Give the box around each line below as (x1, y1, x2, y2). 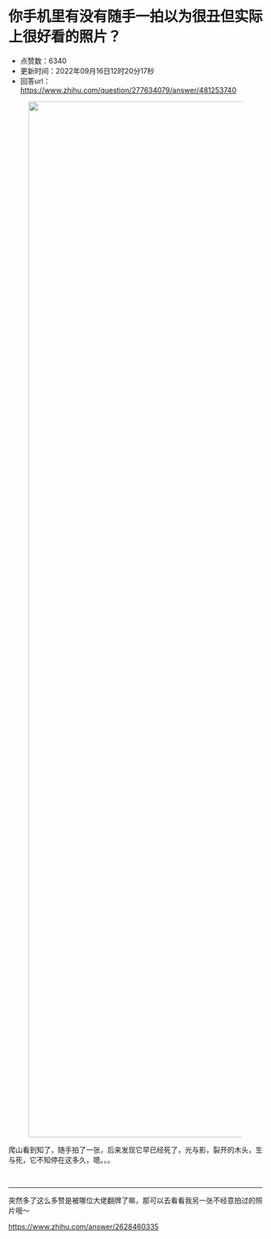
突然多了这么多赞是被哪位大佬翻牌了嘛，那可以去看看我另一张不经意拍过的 (8, 1195, 256, 1205)
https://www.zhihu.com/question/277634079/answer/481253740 (19, 85, 236, 95)
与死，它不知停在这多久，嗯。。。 (8, 1155, 115, 1165)
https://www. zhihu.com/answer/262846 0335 (8, 1221, 159, 1231)
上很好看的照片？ (8, 28, 123, 46)
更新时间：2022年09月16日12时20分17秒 (19, 66, 155, 75)
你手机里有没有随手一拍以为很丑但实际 (8, 7, 264, 26)
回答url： (19, 76, 51, 86)
